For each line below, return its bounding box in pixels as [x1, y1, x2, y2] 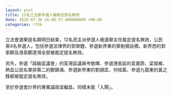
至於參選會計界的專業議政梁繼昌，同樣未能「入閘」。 [5, 84, 116, 90]
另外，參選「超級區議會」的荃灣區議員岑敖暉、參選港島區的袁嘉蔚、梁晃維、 [5, 60, 167, 67]
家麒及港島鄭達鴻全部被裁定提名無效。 [5, 49, 86, 55]
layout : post [5, 7, 33, 13]
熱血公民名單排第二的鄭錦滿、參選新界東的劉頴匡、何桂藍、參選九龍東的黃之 [5, 67, 167, 73]
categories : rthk [5, 22, 43, 27]
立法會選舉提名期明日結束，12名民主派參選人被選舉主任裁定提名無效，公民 [5, 36, 163, 43]
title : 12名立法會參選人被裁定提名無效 [5, 12, 80, 17]
